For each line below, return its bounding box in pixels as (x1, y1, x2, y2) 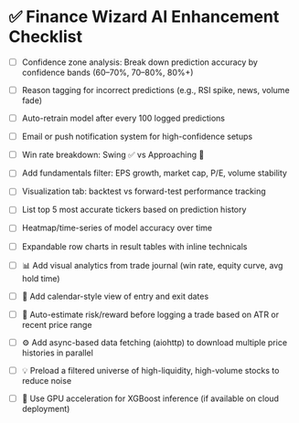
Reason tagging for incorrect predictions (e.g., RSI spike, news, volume (21, 85, 290, 95)
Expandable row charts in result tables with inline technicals (21, 240, 248, 252)
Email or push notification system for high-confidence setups (21, 131, 253, 143)
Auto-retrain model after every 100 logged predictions (21, 112, 226, 124)
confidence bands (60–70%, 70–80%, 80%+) (21, 67, 194, 78)
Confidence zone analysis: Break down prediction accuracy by (21, 57, 258, 68)
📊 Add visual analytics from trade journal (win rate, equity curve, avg (21, 259, 283, 270)
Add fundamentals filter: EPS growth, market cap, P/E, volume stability (21, 167, 287, 179)
